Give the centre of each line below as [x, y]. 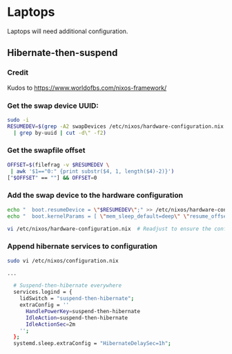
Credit [18, 73]
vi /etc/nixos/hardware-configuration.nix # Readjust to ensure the [109, 229]
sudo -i [18, 120]
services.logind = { [43, 292]
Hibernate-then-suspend [62, 53]
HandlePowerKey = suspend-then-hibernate [83, 311]
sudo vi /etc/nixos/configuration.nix [63, 261]
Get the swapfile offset [46, 151]
